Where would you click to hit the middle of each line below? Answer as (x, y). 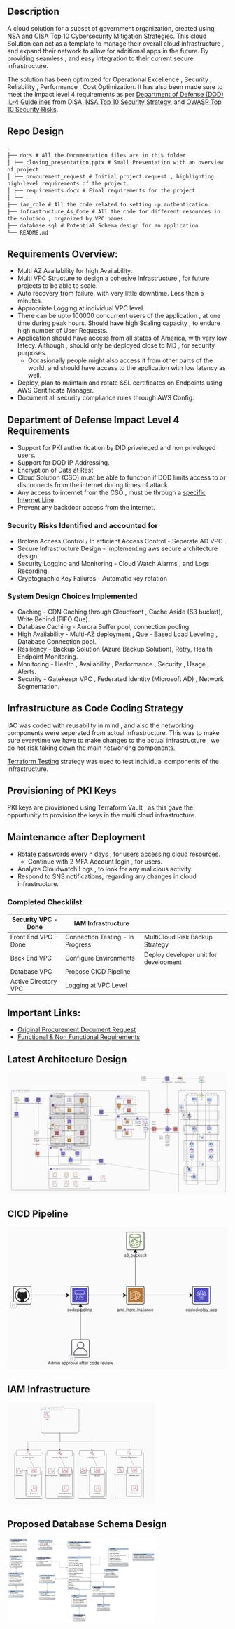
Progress (78, 944)
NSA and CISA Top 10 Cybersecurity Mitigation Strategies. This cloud (107, 36)
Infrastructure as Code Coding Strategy (95, 708)
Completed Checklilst (45, 902)
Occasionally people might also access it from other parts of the (120, 360)
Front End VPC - (34, 937)
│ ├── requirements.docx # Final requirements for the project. (103, 190)
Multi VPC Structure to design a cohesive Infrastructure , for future (113, 278)
